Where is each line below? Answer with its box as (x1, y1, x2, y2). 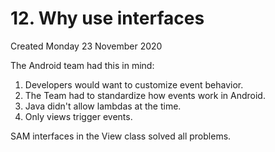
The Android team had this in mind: (10, 59, 155, 71)
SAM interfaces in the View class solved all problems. (10, 130, 232, 142)
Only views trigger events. (24, 110, 133, 122)
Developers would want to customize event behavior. (24, 78, 244, 91)
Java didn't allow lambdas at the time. (24, 100, 182, 112)
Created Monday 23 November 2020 (10, 40, 163, 52)
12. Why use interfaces (10, 7, 205, 30)
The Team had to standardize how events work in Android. (24, 89, 266, 101)
